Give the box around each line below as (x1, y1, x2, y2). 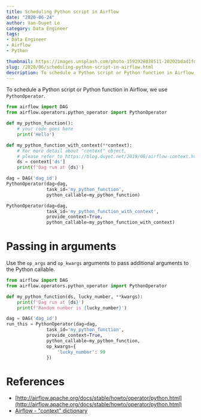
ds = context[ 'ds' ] (17, 159, 66, 165)
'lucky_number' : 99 (57, 349, 106, 355)
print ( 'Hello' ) (17, 131, 55, 138)
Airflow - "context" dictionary (14, 407, 88, 415)
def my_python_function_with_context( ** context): (6, 142, 133, 148)
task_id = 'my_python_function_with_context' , (46, 208, 160, 214)
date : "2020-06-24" (6, 14, 55, 20)
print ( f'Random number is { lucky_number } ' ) (17, 305, 127, 311)
